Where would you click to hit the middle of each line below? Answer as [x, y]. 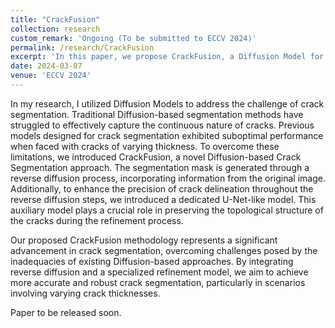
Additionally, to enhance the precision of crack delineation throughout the [162, 188]
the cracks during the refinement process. [97, 220]
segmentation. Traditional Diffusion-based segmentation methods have [157, 114]
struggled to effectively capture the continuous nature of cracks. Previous [162, 125]
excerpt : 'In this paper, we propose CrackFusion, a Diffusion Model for [167, 57]
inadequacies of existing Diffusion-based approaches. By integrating [152, 261]
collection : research [55, 29]
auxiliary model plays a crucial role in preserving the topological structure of [167, 210]
